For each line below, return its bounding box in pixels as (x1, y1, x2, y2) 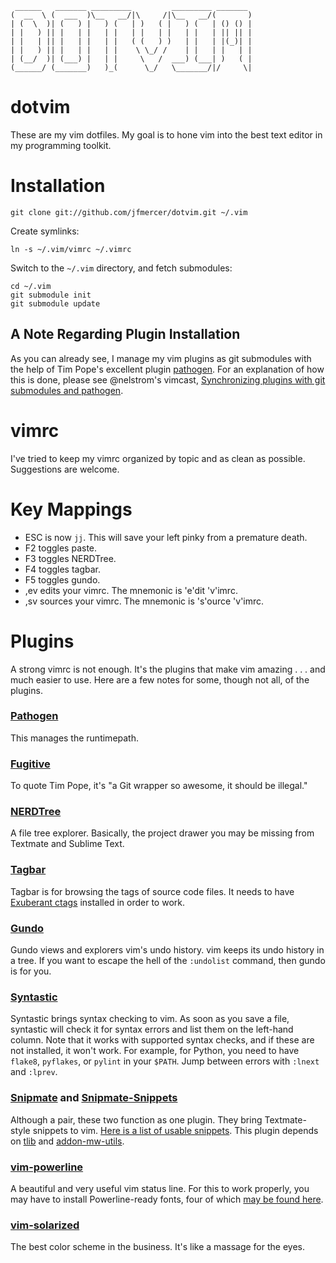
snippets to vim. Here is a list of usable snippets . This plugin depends (32, 1124, 319, 1136)
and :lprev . (10, 1066, 58, 1078)
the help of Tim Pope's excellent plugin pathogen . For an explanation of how (10, 363, 325, 375)
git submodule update (10, 298, 101, 309)
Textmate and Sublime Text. (10, 838, 125, 850)
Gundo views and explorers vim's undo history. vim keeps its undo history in (10, 943, 325, 956)
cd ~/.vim (10, 281, 52, 291)
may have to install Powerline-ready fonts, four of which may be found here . (10, 1193, 324, 1205)
